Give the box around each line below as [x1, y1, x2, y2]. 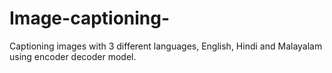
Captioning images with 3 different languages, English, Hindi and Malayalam [9, 40, 323, 52]
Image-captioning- [9, 7, 171, 30]
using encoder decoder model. [9, 50, 137, 62]
